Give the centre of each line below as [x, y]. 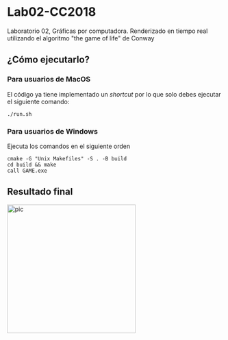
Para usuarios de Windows [52, 131]
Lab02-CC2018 [52, 12]
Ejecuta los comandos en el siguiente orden [69, 146]
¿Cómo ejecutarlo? [49, 60]
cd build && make [32, 165]
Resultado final [40, 192]
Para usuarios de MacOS [49, 80]
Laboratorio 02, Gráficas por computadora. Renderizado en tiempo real [107, 31]
